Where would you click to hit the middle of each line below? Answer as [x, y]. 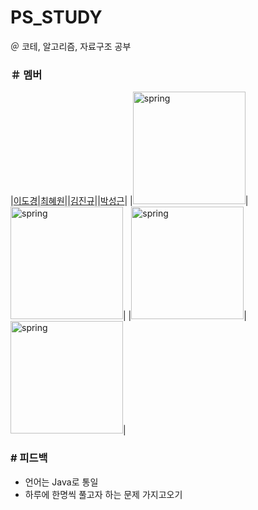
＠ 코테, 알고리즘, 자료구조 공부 [71, 46]
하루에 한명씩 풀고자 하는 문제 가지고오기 [103, 494]
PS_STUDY [56, 17]
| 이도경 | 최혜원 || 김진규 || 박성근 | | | [129, 201]
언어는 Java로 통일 [61, 482]
